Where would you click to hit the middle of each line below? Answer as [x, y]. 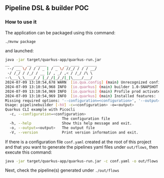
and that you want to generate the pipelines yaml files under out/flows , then [82, 147]
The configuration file [86, 119]
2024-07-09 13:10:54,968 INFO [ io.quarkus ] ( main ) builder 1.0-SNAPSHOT [82, 87]
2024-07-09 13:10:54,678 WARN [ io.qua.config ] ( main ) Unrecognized [76, 83]
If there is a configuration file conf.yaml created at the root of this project [78, 142]
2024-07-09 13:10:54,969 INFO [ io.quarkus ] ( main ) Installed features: [81, 96]
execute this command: [29, 152]
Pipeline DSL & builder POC [47, 8]
